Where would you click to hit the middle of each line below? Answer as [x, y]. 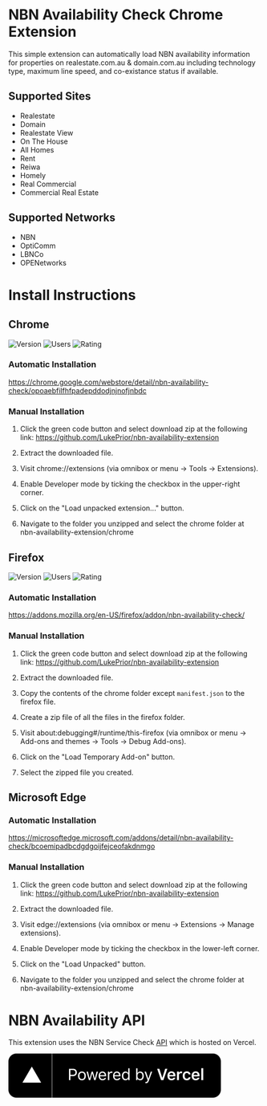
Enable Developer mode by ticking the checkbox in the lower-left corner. [140, 948]
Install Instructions [72, 295]
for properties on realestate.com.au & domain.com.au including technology [132, 63]
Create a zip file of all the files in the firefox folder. [103, 717]
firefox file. [38, 701]
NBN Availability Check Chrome [116, 15]
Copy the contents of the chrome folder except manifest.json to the [132, 693]
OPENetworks [43, 262]
